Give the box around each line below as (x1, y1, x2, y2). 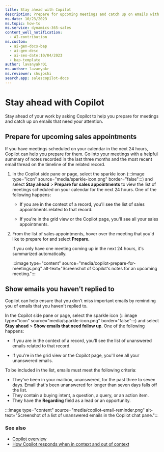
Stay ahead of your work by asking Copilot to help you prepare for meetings (5, 113, 159, 119)
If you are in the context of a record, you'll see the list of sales (19, 201, 145, 207)
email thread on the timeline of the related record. (5, 161, 106, 167)
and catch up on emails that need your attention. (5, 118, 103, 124)
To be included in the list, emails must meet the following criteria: (5, 367, 137, 373)
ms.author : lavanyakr (5, 67, 50, 72)
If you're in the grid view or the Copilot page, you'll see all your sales (19, 216, 159, 222)
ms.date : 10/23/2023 (5, 16, 48, 21)
